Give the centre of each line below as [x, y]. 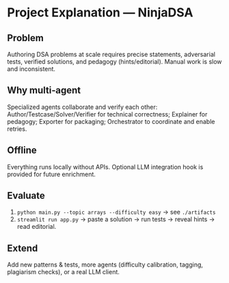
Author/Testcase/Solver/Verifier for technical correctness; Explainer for [107, 114]
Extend [23, 248]
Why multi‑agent [44, 90]
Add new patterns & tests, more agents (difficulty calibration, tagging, [105, 264]
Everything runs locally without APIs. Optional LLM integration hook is [105, 167]
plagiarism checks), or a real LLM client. [63, 272]
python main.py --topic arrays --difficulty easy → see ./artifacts [116, 212]
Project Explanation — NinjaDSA [100, 13]
